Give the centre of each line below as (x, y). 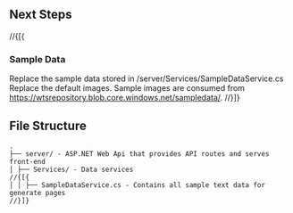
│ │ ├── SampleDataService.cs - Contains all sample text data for (138, 185)
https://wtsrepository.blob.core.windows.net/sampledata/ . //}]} (125, 98)
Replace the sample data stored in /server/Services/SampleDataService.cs (146, 78)
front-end (28, 161)
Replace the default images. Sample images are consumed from (127, 88)
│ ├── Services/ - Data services (71, 169)
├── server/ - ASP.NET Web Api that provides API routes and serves (139, 154)
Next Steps (41, 15)
